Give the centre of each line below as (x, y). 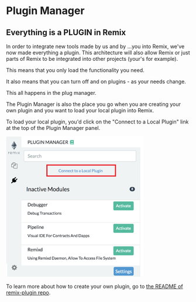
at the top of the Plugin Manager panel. (53, 128)
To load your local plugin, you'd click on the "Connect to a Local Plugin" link (97, 122)
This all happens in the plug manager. (51, 93)
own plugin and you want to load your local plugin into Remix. (80, 110)
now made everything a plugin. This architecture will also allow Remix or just (98, 53)
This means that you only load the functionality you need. (75, 70)
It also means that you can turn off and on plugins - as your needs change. (96, 81)
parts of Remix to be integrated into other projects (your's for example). (92, 59)
